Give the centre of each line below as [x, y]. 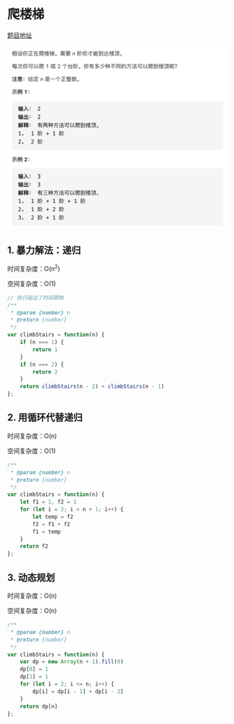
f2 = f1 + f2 [51, 524]
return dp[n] [39, 706]
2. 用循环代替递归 [45, 417]
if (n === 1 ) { [42, 342]
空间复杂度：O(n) [32, 611]
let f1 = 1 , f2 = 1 [48, 502]
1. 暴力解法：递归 [44, 250]
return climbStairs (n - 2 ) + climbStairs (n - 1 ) [92, 387]
